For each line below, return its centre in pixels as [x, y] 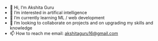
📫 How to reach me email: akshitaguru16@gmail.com [64, 33]
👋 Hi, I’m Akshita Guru [32, 7]
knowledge [21, 28]
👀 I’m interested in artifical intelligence [48, 13]
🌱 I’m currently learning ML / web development [57, 18]
